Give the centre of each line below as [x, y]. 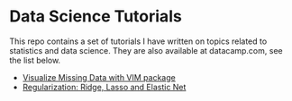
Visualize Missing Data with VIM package [99, 77]
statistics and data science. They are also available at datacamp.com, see [146, 50]
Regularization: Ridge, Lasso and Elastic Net [104, 87]
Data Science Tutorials [96, 17]
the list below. [35, 60]
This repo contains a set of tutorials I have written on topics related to [138, 41]
